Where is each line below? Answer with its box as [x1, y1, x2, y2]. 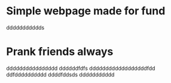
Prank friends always [6, 45, 114, 59]
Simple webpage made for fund [6, 4, 166, 18]
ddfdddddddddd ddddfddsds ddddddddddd [6, 70, 115, 78]
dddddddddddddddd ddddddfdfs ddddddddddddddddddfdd [6, 64, 155, 72]
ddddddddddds [6, 24, 45, 31]
